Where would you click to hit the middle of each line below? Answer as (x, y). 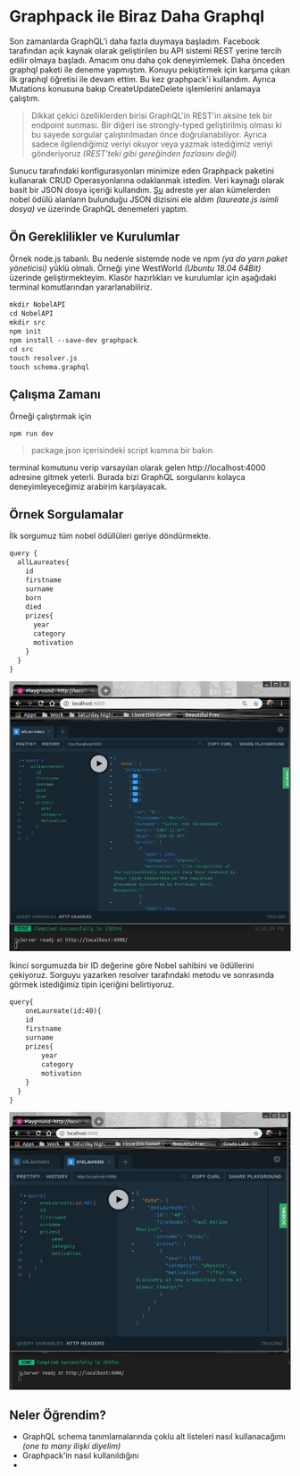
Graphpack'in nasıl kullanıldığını (80, 1455)
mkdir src (28, 322)
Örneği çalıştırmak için (50, 416)
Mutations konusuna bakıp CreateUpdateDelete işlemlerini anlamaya (135, 89)
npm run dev (31, 434)
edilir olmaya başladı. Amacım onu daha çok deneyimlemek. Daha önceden (147, 60)
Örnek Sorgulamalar (67, 514)
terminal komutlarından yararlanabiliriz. (81, 287)
